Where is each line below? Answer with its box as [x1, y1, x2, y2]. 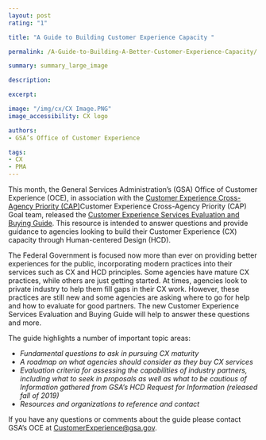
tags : [8, 148, 26, 156]
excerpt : [8, 90, 37, 99]
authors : [8, 126, 37, 135]
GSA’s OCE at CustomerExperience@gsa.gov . [8, 423, 157, 432]
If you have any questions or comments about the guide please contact [8, 415, 241, 424]
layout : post [8, 11, 52, 20]
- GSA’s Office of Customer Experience [8, 134, 141, 142]
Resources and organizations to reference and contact [19, 400, 200, 408]
